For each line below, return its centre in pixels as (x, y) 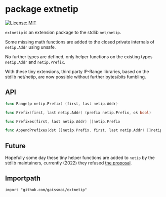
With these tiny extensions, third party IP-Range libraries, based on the (77, 71)
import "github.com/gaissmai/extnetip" (46, 190)
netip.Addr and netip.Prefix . (35, 62)
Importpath (23, 178)
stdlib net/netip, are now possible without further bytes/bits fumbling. (76, 77)
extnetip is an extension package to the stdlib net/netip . (63, 32)
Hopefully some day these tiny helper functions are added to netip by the (80, 158)
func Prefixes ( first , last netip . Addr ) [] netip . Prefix (63, 121)
